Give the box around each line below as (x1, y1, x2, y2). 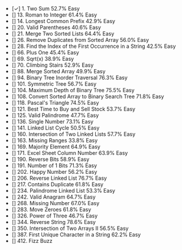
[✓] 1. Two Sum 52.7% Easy (11, 5, 80, 12)
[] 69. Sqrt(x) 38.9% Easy (11, 56, 74, 62)
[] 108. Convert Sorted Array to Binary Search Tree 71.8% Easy (11, 93, 164, 100)
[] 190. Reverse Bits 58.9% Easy (11, 156, 90, 163)
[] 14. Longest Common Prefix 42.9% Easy (11, 18, 115, 24)
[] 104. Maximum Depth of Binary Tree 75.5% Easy (11, 87, 135, 93)
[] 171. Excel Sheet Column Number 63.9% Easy (11, 150, 128, 156)
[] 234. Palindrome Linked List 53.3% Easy (11, 187, 115, 194)
